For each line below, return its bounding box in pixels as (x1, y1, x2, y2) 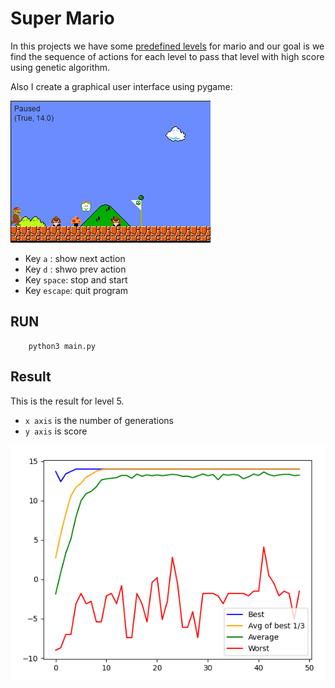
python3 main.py (28, 341, 97, 351)
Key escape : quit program (24, 284, 129, 296)
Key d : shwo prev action (24, 263, 127, 275)
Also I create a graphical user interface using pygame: (10, 80, 233, 92)
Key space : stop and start (24, 273, 128, 286)
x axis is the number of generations (24, 414, 174, 426)
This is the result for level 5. (10, 395, 125, 407)
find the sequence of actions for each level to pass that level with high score (10, 50, 325, 62)
